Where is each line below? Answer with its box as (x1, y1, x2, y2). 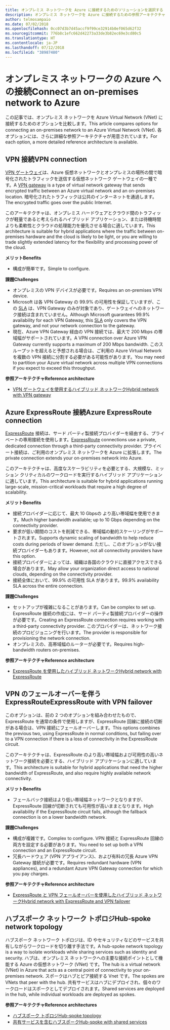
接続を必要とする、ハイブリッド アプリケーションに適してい (27, 758, 153, 764)
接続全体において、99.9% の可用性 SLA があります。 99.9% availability (12, 577, 159, 583)
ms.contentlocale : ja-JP (5, 41, 58, 46)
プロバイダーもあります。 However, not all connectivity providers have (17, 548, 163, 554)
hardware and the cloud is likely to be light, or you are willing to (25, 234, 158, 240)
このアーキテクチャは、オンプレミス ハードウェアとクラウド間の (5, 210, 139, 216)
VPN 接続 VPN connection (5, 155, 88, 164)
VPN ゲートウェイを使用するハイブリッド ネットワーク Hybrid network (12, 386, 159, 393)
